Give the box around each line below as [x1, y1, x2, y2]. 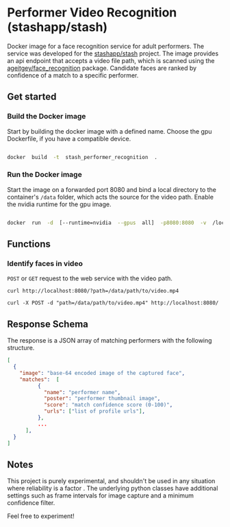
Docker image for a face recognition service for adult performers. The [7, 42, 204, 50]
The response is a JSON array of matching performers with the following [7, 336, 212, 345]
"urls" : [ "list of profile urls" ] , [43, 408, 146, 415]
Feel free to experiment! [7, 512, 75, 520]
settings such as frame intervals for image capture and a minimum [7, 491, 194, 500]
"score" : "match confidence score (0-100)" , [43, 402, 173, 408]
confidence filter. [7, 499, 55, 507]
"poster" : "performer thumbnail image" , [43, 395, 161, 402]
